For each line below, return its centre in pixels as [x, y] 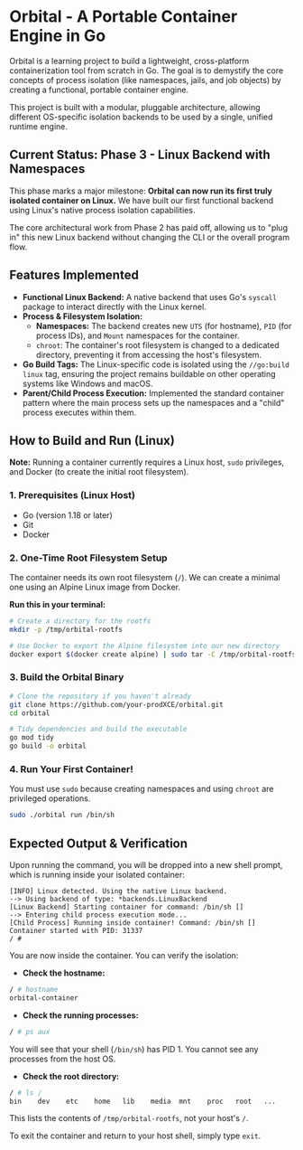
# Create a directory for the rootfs [80, 621]
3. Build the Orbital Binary [67, 677]
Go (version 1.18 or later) [67, 515]
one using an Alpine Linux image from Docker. [95, 587]
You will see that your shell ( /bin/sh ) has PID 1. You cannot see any [134, 1049]
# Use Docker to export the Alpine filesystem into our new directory [145, 646]
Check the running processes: [80, 1015]
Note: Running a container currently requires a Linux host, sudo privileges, [147, 462]
